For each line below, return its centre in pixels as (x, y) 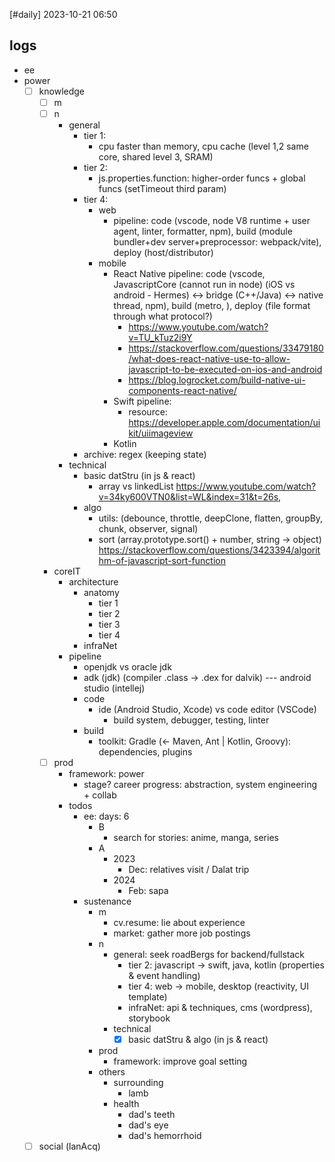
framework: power (106, 774)
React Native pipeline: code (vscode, (189, 273)
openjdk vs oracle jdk (127, 667)
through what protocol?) (163, 316)
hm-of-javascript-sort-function (162, 560)
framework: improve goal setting (180, 1061)
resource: (148, 412)
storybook (149, 1018)
